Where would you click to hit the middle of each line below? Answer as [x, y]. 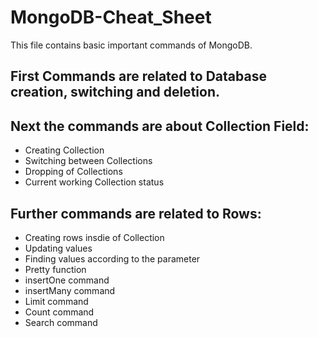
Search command [61, 322]
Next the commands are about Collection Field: [160, 126]
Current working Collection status [94, 182]
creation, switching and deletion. [115, 92]
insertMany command [70, 290]
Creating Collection [64, 150]
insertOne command [67, 280]
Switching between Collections [88, 161]
